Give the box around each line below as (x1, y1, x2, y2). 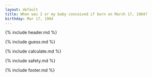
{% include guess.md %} (5, 39, 55, 45)
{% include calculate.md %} (5, 48, 62, 54)
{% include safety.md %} (5, 58, 56, 64)
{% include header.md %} (5, 30, 57, 36)
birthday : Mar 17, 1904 (5, 16, 54, 21)
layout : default (5, 7, 38, 12)
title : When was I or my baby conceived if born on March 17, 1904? (5, 12, 148, 17)
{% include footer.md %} (5, 67, 55, 73)
